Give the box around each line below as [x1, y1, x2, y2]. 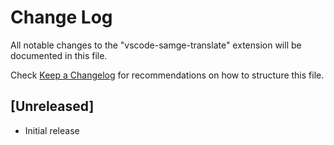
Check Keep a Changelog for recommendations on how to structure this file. [10, 69, 325, 81]
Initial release [24, 124, 80, 136]
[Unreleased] [10, 98, 95, 115]
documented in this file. [10, 49, 108, 61]
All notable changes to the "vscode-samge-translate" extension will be [10, 39, 302, 51]
